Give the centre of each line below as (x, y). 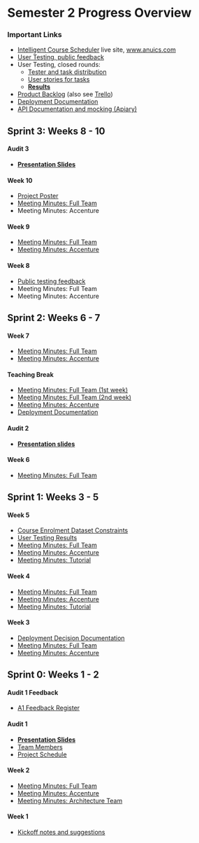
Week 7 (19, 336)
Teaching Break (30, 374)
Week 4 (19, 576)
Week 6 (19, 460)
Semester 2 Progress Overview (99, 13)
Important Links (35, 35)
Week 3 (19, 622)
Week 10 (20, 180)
